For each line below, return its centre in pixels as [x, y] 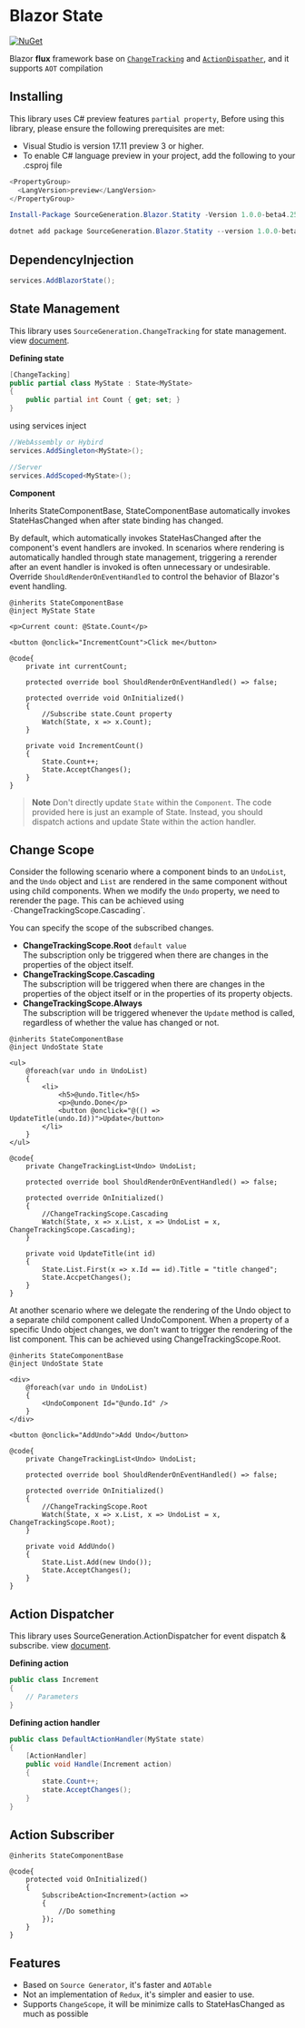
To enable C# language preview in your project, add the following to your [159, 155]
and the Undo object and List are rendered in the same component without [148, 881]
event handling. [39, 586]
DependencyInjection [72, 260]
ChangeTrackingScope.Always [82, 1003]
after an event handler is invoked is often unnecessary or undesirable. [140, 566]
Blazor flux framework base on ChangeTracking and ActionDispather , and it [149, 58]
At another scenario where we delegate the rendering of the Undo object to [150, 1310]
